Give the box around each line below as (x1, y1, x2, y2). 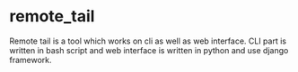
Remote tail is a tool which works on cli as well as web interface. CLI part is (9, 36, 287, 46)
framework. (9, 54, 52, 65)
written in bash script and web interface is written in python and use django (9, 44, 289, 55)
